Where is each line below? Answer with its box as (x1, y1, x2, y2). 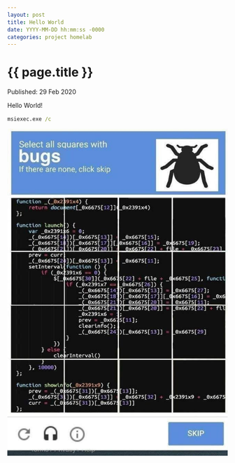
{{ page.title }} (7, 64, 94, 81)
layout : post (7, 11, 45, 18)
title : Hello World (7, 18, 64, 26)
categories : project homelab (7, 34, 92, 41)
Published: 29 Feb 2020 (7, 88, 77, 96)
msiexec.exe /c (7, 116, 52, 123)
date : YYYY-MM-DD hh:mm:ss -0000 (7, 26, 105, 33)
